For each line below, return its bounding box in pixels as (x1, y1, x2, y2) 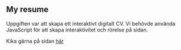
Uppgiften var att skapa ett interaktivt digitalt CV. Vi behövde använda (6, 20, 176, 27)
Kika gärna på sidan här (6, 37, 64, 44)
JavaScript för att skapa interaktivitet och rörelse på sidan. (6, 26, 149, 33)
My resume (6, 5, 49, 15)
